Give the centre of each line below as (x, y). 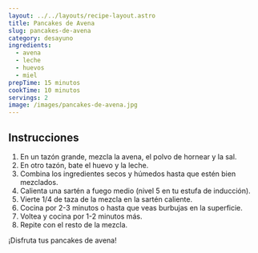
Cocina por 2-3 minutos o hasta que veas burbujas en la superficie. (131, 207)
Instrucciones (44, 137)
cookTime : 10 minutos (44, 90)
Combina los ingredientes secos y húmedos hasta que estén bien (128, 174)
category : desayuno (41, 38)
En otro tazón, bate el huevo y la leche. (84, 165)
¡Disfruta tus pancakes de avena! (63, 240)
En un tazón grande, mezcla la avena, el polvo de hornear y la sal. (128, 156)
